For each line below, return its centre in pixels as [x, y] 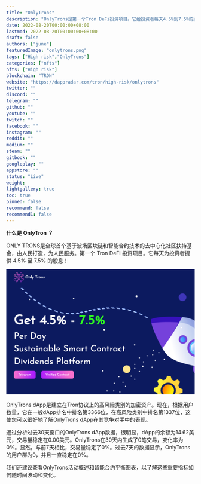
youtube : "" [21, 114]
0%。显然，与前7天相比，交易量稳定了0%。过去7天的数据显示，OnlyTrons [98, 448]
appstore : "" [22, 170]
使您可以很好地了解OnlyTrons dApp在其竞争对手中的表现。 [79, 420]
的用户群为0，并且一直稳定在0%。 [49, 455]
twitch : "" [20, 120]
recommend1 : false [29, 214]
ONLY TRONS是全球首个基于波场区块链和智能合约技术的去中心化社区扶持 [97, 246]
